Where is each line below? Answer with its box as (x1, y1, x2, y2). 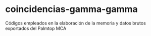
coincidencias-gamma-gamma (5, 3, 138, 15)
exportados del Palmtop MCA (5, 25, 67, 31)
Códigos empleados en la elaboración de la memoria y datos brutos (5, 20, 146, 26)
